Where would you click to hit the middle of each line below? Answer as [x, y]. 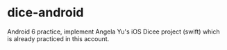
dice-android [45, 13]
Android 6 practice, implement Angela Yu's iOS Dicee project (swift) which [113, 32]
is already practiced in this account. [58, 38]
